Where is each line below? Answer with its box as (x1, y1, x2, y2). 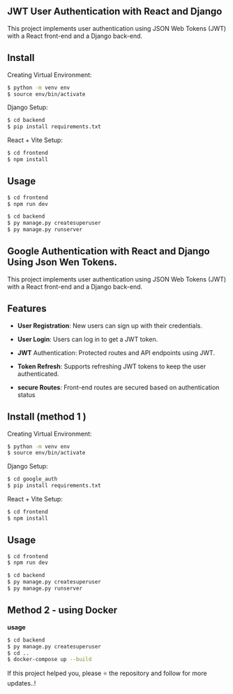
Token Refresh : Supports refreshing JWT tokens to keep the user (17, 362, 206, 370)
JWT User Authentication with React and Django (7, 6, 223, 18)
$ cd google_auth (7, 476, 58, 483)
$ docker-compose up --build (7, 656, 92, 663)
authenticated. (17, 369, 59, 377)
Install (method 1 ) (7, 411, 87, 423)
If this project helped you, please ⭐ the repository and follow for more (7, 669, 207, 678)
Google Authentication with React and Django (7, 245, 211, 258)
